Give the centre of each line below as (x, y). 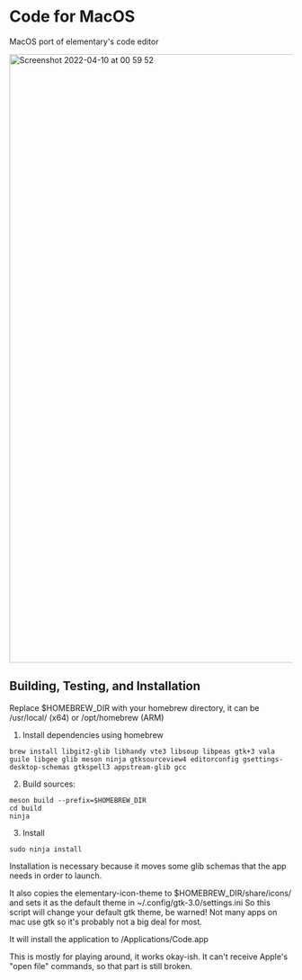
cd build (26, 808)
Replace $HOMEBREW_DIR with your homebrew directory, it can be (134, 707)
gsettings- (262, 759)
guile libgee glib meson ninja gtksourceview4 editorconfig (124, 759)
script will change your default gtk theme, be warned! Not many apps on (143, 912)
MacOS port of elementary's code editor (84, 41)
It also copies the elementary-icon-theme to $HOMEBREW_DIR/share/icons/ (151, 893)
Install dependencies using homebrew (93, 734)
